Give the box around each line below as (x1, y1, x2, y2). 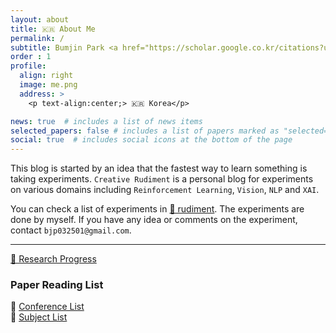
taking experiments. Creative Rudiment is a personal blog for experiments (10, 173, 314, 185)
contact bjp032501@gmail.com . (10, 224, 132, 236)
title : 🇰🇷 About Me (10, 24, 96, 34)
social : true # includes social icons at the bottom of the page (10, 135, 293, 145)
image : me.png (19, 80, 78, 90)
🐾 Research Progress (10, 253, 97, 265)
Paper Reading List (10, 278, 104, 292)
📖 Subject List (10, 311, 68, 323)
